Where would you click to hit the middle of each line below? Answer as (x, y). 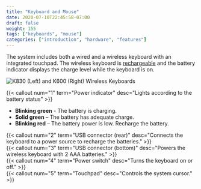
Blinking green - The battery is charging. (66, 111)
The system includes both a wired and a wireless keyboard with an (89, 57)
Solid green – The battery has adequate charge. (74, 117)
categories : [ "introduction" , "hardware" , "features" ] (76, 40)
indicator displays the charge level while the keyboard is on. (80, 69)
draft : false (23, 23)
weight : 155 (21, 28)
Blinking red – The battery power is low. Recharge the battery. (92, 123)
